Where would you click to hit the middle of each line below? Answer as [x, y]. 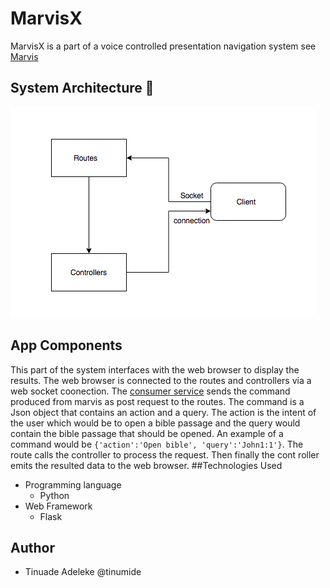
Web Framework [58, 506]
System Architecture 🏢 [82, 88]
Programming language [73, 484]
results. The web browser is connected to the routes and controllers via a [161, 380]
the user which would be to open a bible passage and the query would [155, 423]
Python [54, 495]
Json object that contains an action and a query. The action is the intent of [163, 412]
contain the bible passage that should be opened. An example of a [147, 433]
